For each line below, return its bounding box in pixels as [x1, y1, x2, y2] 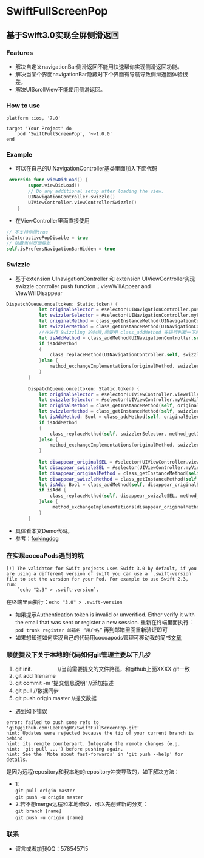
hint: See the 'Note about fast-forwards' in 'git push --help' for [6, 751, 183, 758]
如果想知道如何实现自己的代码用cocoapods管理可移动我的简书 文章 [15, 633, 182, 641]
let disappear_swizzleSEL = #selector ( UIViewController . [38, 464, 186, 471]
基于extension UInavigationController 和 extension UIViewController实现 [15, 275, 195, 282]
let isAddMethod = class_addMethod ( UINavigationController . [38, 335, 194, 341]
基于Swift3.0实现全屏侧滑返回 [6, 30, 120, 40]
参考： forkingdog [15, 535, 59, 542]
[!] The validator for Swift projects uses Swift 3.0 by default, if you [6, 566, 197, 572]
